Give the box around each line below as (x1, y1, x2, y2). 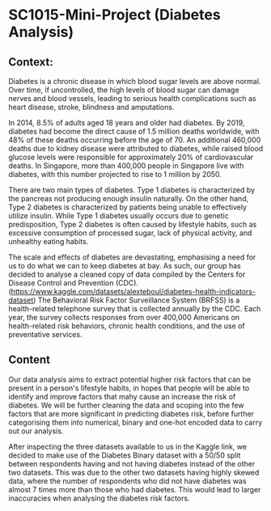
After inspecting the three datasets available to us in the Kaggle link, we (8, 441, 248, 451)
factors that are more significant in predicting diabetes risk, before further (8, 408, 255, 418)
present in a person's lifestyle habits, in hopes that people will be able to (8, 382, 250, 393)
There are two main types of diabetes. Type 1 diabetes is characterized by (8, 185, 256, 195)
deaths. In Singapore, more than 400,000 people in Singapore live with (8, 161, 244, 171)
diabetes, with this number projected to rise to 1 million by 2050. (8, 170, 222, 179)
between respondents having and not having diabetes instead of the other (8, 458, 256, 468)
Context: (8, 55, 54, 69)
